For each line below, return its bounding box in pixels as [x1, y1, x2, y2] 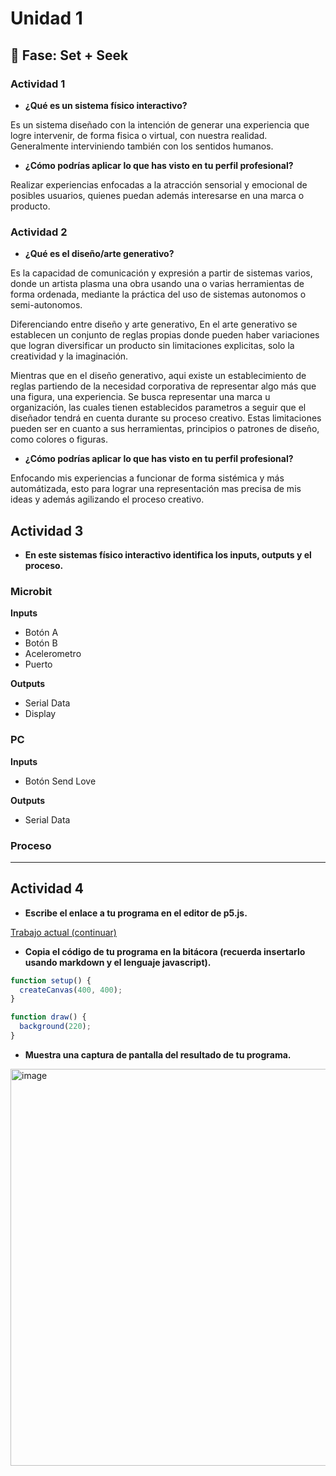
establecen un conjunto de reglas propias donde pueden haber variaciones [10, 329, 320, 341]
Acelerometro [24, 648, 82, 660]
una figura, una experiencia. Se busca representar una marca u [10, 391, 271, 403]
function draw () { [10, 1012, 87, 1022]
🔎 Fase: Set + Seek [10, 47, 129, 64]
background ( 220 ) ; [19, 1022, 92, 1032]
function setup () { [10, 975, 92, 986]
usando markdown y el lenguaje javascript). [24, 956, 212, 968]
